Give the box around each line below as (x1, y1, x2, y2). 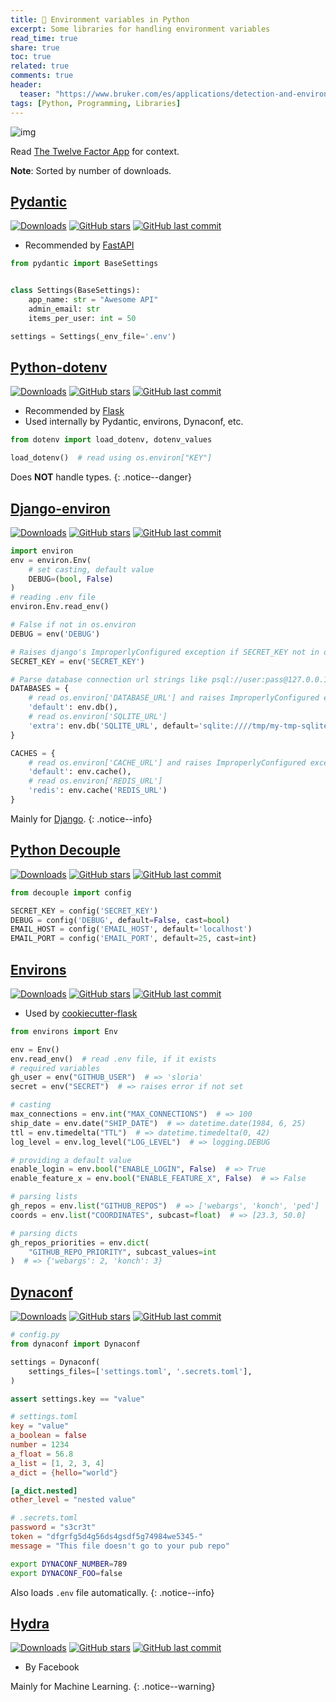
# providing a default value (10, 1155, 132, 1165)
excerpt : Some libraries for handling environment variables (10, 24, 271, 34)
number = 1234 (10, 1440, 70, 1450)
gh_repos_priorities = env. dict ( (10, 1237, 150, 1248)
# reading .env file (10, 592, 97, 603)
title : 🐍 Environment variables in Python (10, 14, 190, 25)
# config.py (10, 1330, 60, 1340)
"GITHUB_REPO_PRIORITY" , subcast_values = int (28, 1247, 217, 1257)
